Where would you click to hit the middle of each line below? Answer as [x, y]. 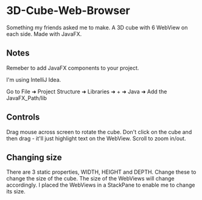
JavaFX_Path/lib [27, 98]
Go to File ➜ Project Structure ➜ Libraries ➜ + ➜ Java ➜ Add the [87, 91]
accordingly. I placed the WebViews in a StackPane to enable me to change [101, 185]
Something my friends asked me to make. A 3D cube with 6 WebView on [97, 27]
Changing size [34, 157]
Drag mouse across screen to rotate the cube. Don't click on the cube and [99, 132]
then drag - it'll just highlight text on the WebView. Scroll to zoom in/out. [96, 138]
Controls [23, 117]
